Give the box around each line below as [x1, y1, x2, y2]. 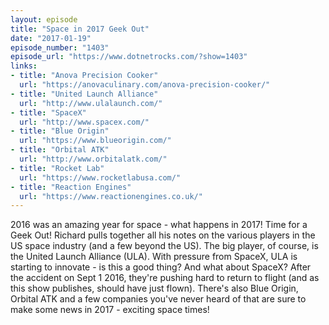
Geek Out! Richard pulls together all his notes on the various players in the [10, 229, 316, 241]
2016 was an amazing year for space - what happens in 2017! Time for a [10, 219, 308, 231]
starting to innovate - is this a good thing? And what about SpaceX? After [10, 261, 312, 273]
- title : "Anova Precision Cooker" [10, 71, 159, 81]
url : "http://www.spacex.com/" [19, 117, 150, 127]
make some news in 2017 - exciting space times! [10, 304, 210, 316]
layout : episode [10, 14, 78, 25]
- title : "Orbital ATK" [10, 145, 110, 155]
